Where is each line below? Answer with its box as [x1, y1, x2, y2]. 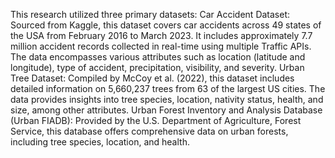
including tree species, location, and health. [10, 136, 190, 148]
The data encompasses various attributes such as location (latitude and [10, 51, 306, 63]
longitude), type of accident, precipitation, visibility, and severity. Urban [10, 62, 305, 73]
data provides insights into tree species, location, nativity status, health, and [10, 94, 324, 105]
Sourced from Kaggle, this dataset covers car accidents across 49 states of [10, 19, 322, 31]
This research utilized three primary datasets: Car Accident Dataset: [10, 9, 291, 20]
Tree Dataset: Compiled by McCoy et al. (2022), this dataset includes [10, 72, 295, 84]
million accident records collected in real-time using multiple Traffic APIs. [10, 40, 312, 52]
